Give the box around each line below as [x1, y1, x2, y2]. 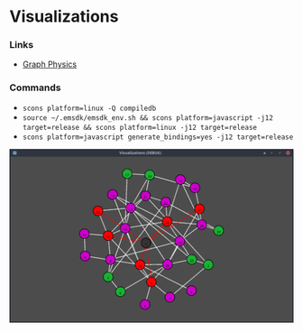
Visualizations [9, 6, 119, 27]
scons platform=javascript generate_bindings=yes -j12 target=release [22, 133, 294, 142]
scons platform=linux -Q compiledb [22, 104, 157, 113]
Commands [9, 81, 61, 94]
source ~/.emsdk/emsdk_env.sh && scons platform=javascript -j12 [22, 113, 273, 123]
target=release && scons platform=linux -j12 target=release [22, 123, 258, 132]
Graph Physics [22, 59, 78, 69]
